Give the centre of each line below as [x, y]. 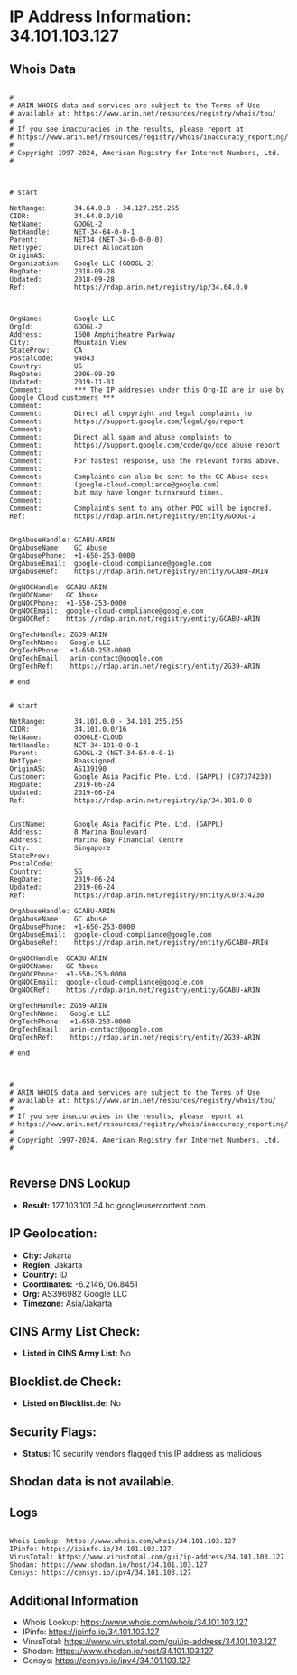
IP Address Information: [100, 17]
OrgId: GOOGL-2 [56, 327]
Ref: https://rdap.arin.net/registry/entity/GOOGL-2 [133, 516]
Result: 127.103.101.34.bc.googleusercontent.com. [115, 1205]
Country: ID [45, 1274]
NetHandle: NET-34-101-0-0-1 [74, 745]
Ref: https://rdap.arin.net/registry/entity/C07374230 [137, 895]
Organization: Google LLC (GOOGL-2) [82, 264]
